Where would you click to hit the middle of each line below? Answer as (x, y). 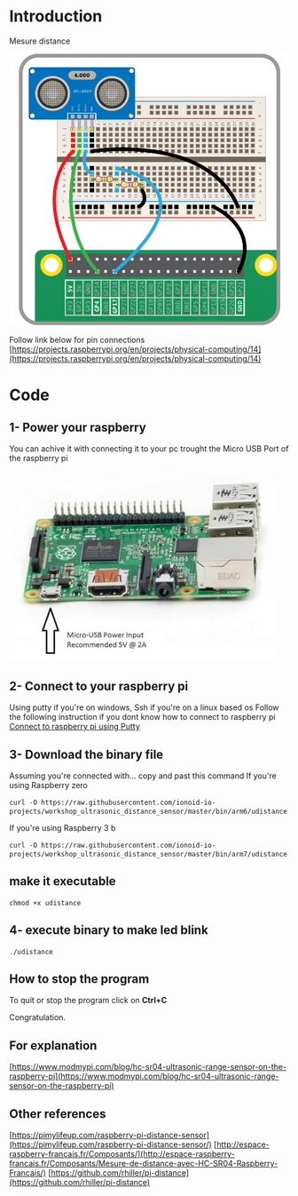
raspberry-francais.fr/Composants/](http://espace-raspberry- (122, 1154)
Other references (58, 1114)
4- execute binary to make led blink (109, 930)
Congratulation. (38, 1017)
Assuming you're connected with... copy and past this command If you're (143, 776)
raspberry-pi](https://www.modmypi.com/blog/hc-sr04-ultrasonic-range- (144, 1076)
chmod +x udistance (45, 903)
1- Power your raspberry (78, 427)
